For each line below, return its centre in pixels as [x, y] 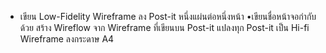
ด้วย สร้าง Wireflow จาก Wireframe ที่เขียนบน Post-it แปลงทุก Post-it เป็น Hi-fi [164, 27]
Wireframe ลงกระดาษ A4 [67, 39]
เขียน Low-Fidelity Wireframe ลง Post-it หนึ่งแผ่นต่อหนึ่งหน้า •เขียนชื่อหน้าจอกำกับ [168, 16]
